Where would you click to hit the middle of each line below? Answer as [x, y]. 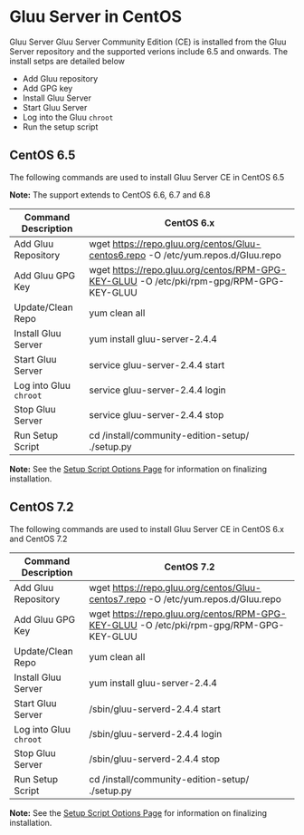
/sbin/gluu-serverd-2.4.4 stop [154, 759]
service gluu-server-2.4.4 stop [157, 414]
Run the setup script [60, 126]
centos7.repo [118, 598]
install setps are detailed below [67, 61]
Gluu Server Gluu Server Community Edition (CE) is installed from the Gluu [148, 42]
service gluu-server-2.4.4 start [157, 364]
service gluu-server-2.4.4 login [157, 390]
